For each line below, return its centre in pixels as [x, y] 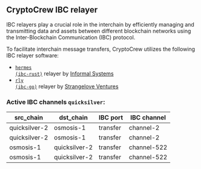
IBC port [111, 118]
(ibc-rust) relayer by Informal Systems [64, 73]
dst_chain [73, 118]
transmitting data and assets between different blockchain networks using [99, 31]
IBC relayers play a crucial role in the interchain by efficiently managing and [100, 24]
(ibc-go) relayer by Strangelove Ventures [67, 86]
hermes [23, 68]
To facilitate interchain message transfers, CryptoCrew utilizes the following [101, 49]
